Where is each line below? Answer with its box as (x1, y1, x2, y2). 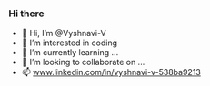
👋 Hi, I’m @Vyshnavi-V (21, 28, 106, 39)
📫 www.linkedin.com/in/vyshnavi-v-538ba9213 (21, 67, 201, 78)
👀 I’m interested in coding (21, 37, 118, 48)
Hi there (8, 7, 45, 20)
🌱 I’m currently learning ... (21, 47, 119, 58)
